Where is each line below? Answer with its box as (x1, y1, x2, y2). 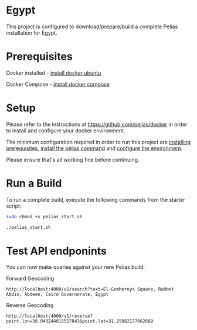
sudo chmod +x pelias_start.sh (6, 214, 83, 219)
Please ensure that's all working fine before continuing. (6, 156, 140, 163)
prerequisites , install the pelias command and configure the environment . (6, 145, 183, 152)
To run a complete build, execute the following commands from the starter (6, 196, 186, 203)
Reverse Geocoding (6, 302, 54, 309)
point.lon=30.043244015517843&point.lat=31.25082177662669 (6, 318, 154, 324)
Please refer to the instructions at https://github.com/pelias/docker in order (6, 121, 188, 128)
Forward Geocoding (6, 275, 55, 282)
